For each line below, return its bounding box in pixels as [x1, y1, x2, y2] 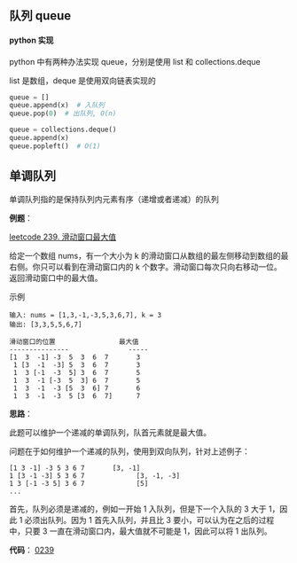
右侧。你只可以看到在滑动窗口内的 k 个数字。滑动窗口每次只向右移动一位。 [9, 261, 282, 272]
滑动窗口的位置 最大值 [9, 337, 139, 346]
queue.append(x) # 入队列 [9, 101, 105, 110]
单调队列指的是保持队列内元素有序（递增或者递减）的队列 [9, 193, 219, 204]
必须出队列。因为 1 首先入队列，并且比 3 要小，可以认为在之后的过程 [24, 514, 275, 525]
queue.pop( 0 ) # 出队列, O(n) [9, 109, 117, 118]
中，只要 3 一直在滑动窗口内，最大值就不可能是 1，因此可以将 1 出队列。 [9, 526, 272, 536]
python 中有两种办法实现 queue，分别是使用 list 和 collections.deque [9, 56, 261, 66]
